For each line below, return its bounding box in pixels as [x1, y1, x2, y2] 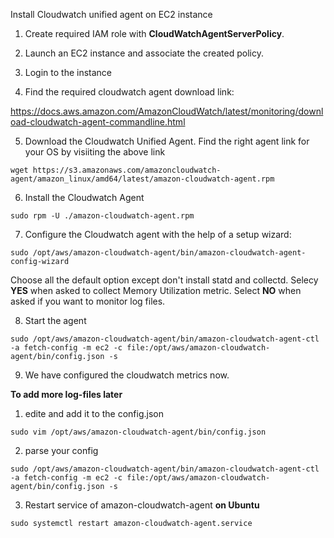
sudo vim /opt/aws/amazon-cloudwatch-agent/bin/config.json [10, 427, 267, 437]
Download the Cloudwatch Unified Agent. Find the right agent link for [24, 135, 310, 147]
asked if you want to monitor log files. [10, 295, 166, 307]
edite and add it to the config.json [24, 408, 164, 419]
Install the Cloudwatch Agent [24, 192, 145, 203]
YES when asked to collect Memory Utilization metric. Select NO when [10, 285, 302, 296]
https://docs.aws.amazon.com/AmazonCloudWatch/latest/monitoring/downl [10, 105, 324, 117]
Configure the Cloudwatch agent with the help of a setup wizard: [24, 229, 292, 240]
